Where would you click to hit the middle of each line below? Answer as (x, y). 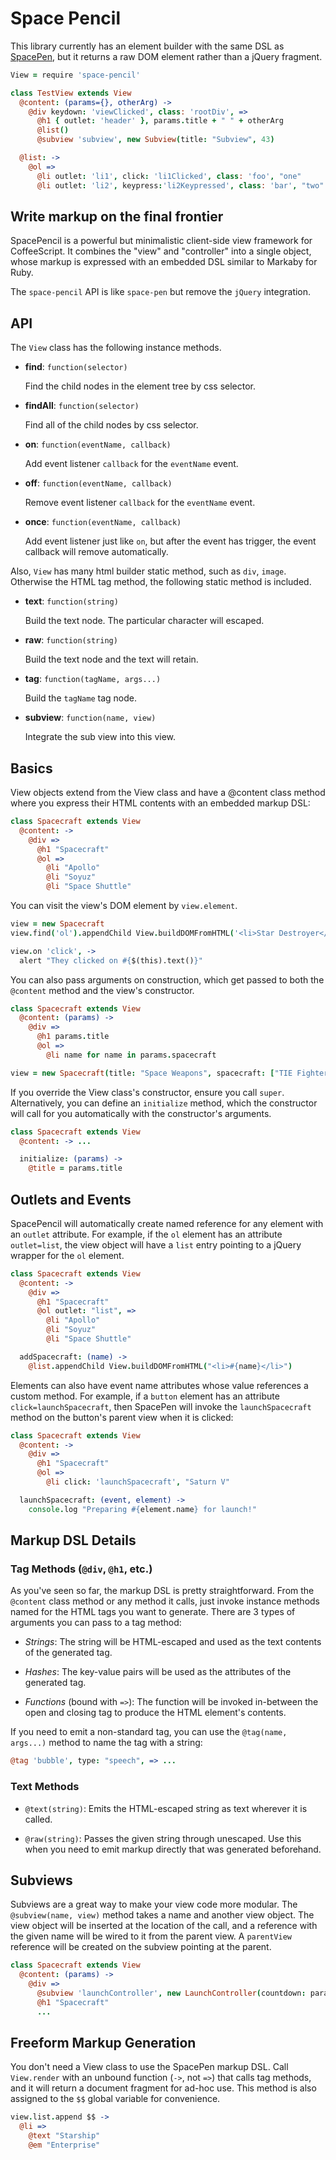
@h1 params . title (73, 1037)
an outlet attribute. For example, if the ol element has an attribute (146, 1234)
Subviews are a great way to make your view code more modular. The (154, 1904)
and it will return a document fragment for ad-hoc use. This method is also (163, 2088)
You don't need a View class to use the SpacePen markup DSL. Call (149, 2067)
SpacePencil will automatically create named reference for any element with (167, 1223)
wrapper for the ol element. (67, 1255)
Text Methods (45, 1787)
